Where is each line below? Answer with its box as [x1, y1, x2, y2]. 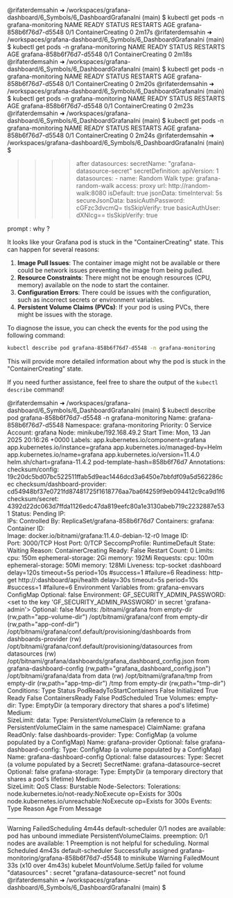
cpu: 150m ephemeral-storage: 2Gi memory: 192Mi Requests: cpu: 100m [7, 553, 214, 561]
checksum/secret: [7, 494, 59, 502]
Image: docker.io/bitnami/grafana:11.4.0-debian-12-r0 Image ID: [7, 531, 189, 540]
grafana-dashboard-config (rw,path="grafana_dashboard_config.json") [7, 664, 211, 672]
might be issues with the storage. [17, 310, 113, 319]
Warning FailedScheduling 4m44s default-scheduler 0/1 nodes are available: [7, 824, 226, 832]
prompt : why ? [7, 225, 50, 232]
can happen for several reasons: [7, 246, 100, 253]
